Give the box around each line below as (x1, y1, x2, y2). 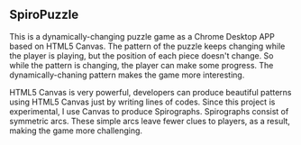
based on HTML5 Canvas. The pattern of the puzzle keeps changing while (9, 41, 286, 51)
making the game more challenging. (9, 125, 142, 136)
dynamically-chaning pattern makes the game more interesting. (9, 69, 245, 80)
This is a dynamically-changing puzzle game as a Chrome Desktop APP (9, 31, 275, 41)
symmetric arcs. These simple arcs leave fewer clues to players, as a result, (9, 115, 291, 126)
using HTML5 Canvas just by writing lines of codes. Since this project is (9, 96, 276, 107)
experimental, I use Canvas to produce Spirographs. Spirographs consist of (9, 105, 289, 116)
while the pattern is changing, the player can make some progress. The (9, 59, 274, 70)
